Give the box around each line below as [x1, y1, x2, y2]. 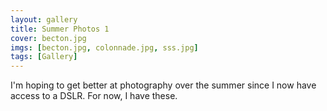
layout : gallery [10, 14, 78, 25]
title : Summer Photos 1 [10, 24, 110, 34]
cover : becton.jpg [10, 33, 87, 43]
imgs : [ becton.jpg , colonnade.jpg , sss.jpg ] [10, 42, 199, 53]
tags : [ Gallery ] [10, 52, 78, 62]
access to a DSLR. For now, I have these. [10, 90, 178, 102]
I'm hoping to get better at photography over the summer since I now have [10, 79, 317, 91]
